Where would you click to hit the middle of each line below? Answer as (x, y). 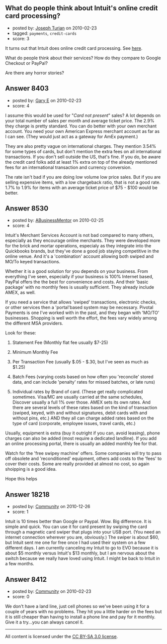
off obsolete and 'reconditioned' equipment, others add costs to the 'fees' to (83, 459)
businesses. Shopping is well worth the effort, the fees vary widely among (81, 318)
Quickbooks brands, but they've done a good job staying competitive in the (82, 251)
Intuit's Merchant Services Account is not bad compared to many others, (80, 235)
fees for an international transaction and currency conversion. (68, 167)
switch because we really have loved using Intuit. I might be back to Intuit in (83, 558)
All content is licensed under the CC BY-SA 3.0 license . (62, 637)
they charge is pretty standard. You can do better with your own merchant (81, 126)
